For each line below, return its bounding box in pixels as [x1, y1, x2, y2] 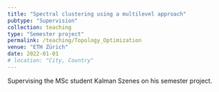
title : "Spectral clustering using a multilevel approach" [7, 10, 187, 18]
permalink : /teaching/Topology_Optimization [7, 37, 142, 44]
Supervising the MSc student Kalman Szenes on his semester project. [7, 76, 213, 85]
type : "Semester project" [7, 30, 84, 38]
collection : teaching [7, 24, 72, 31]
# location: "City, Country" [7, 57, 94, 64]
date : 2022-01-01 [7, 51, 59, 58]
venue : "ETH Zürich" [7, 44, 69, 51]
